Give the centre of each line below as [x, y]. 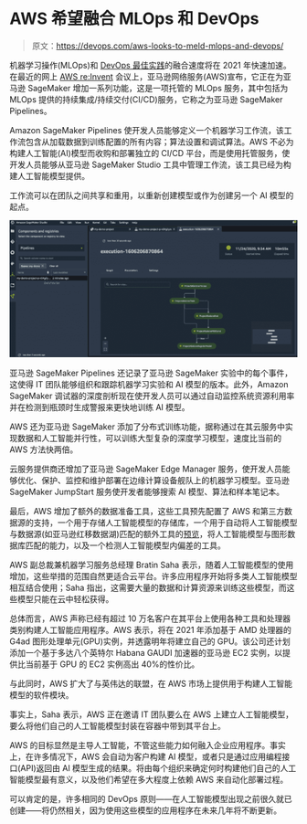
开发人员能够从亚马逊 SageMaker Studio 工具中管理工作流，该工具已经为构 [150, 164]
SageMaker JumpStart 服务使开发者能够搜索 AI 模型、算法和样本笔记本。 [147, 491]
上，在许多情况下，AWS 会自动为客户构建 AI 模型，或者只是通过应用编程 [146, 756]
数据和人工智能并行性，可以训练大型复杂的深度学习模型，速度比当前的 [149, 438]
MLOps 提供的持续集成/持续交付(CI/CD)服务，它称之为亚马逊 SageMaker [146, 99]
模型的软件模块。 [42, 694]
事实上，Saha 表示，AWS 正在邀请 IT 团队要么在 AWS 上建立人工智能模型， [152, 714]
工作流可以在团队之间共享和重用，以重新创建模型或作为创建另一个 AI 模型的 [152, 195]
